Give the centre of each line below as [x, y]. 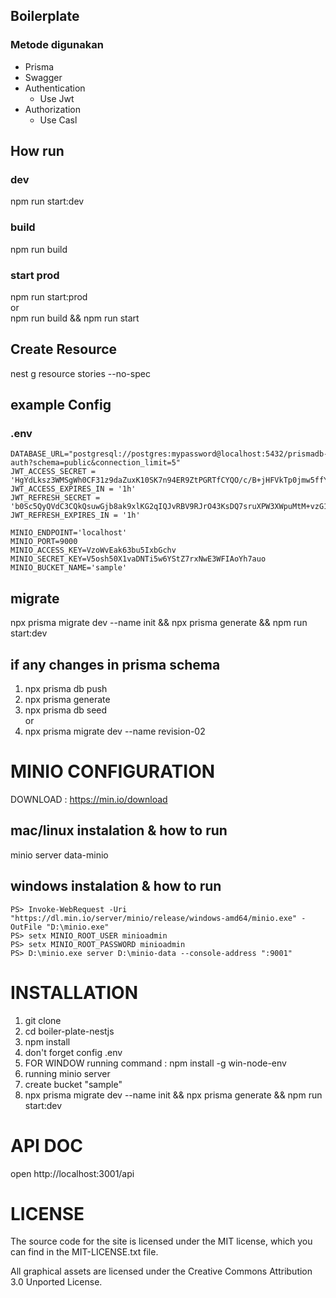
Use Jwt [57, 98]
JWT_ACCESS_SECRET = [53, 472]
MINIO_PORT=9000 [44, 542]
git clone [43, 1020]
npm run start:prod [49, 296]
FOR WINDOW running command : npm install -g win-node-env [155, 1063]
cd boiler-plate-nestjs [69, 1031]
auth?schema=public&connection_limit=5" [96, 463]
